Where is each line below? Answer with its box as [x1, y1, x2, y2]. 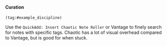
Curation [5, 4, 24, 10]
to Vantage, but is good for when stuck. [5, 35, 88, 41]
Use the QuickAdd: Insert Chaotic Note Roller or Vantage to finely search [5, 24, 162, 30]
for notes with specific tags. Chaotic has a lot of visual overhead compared [5, 29, 162, 35]
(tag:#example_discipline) [5, 15, 62, 20]
